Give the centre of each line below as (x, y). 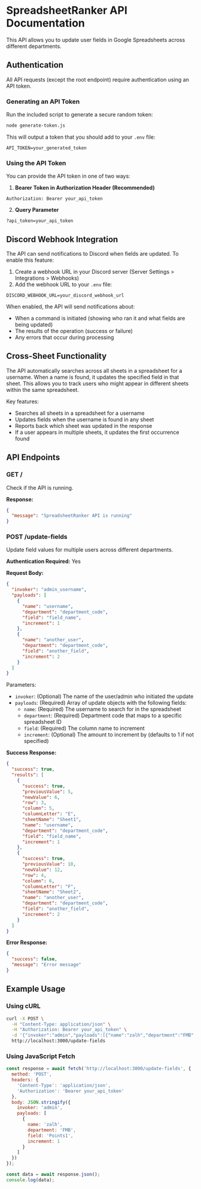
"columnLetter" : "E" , (49, 814)
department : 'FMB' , (52, 1130)
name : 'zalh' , (45, 1125)
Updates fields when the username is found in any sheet (84, 419)
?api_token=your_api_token (40, 221)
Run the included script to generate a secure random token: (80, 115)
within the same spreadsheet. (43, 390)
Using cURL (23, 1006)
